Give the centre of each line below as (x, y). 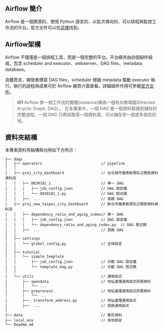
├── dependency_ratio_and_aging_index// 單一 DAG (73, 215)
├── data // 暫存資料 (64, 315)
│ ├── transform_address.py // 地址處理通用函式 (71, 301)
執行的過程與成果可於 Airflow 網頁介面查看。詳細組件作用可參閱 (77, 86)
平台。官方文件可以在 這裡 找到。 (50, 27)
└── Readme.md (19, 325)
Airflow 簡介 (24, 9)
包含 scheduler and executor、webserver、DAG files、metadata (78, 63)
